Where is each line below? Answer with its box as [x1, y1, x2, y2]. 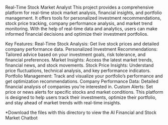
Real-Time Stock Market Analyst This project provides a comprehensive [5, 5, 154, 10]
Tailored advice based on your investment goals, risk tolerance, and [5, 51, 146, 57]
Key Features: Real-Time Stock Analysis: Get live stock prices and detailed [5, 41, 159, 47]
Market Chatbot [5, 115, 38, 120]
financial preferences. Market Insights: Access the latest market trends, [5, 57, 153, 62]
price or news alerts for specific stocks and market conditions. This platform [5, 89, 163, 95]
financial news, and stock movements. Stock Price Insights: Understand [5, 62, 154, 68]
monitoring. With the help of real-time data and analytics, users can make [5, 26, 157, 32]
